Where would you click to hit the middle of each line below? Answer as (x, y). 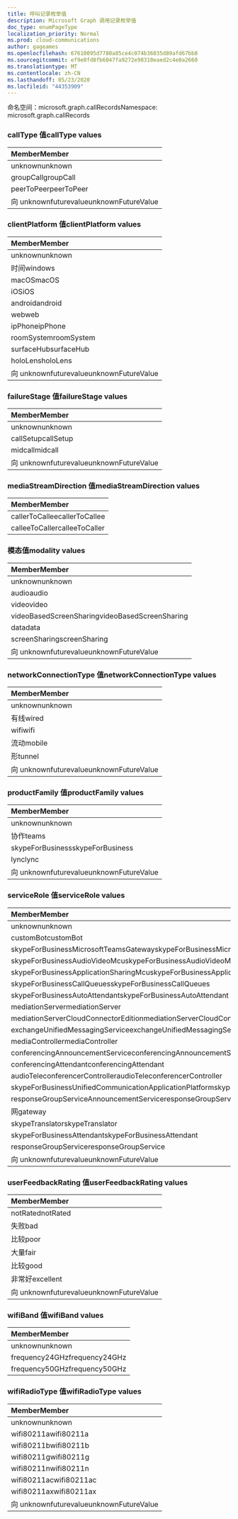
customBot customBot (47, 938)
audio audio (29, 593)
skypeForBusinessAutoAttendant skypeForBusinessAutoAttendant (120, 995)
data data (26, 627)
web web (25, 314)
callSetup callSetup (42, 438)
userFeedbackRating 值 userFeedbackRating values (98, 1182)
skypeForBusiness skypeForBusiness (72, 848)
